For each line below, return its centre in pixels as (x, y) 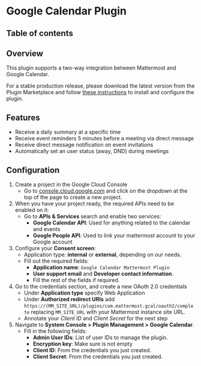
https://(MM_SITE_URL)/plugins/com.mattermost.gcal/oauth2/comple (109, 306)
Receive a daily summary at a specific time (68, 132)
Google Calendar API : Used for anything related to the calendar (112, 223)
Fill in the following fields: (55, 331)
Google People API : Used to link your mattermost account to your (114, 236)
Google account (53, 242)
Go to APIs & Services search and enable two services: (92, 217)
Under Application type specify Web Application (84, 293)
